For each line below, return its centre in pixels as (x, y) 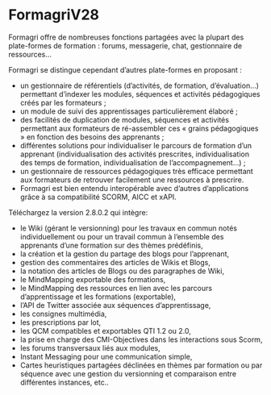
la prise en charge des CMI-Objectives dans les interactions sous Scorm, (141, 339)
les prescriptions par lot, (60, 322)
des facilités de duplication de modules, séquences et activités (125, 119)
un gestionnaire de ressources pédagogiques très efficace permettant (137, 171)
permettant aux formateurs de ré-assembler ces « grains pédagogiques (139, 128)
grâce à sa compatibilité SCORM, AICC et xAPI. (98, 197)
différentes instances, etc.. (64, 382)
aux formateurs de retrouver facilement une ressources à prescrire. (132, 180)
